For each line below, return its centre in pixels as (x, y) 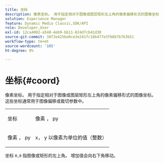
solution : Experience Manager (36, 19)
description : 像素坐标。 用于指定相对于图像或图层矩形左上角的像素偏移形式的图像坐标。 (84, 14)
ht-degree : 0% (20, 50)
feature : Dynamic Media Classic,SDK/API (47, 23)
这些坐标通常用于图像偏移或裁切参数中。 (46, 101)
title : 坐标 (16, 10)
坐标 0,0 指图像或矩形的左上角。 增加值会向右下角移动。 (61, 156)
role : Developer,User (27, 28)
